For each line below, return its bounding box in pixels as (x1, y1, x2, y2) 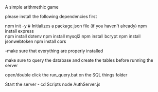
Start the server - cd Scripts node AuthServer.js (5, 81, 101, 87)
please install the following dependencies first (5, 14, 97, 19)
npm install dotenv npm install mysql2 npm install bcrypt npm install (5, 34, 141, 39)
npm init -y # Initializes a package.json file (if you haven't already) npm (5, 23, 147, 29)
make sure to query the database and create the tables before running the (5, 57, 154, 63)
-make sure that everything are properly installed (5, 48, 103, 54)
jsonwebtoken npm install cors (5, 38, 67, 44)
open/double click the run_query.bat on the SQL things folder (5, 72, 128, 77)
